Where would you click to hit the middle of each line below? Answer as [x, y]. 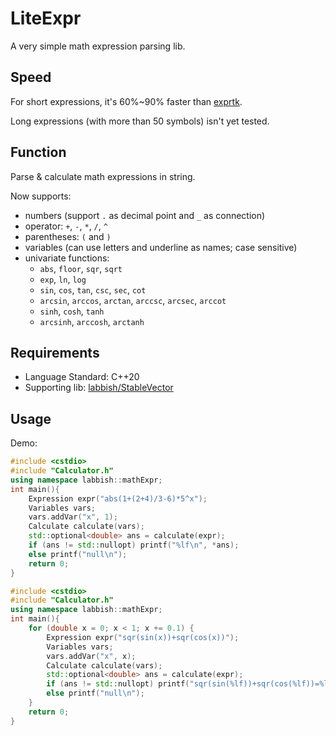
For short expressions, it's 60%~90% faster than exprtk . [126, 101]
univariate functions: [67, 258]
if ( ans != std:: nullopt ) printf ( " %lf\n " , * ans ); [134, 545]
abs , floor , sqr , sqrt [81, 268]
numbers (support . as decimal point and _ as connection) [145, 215]
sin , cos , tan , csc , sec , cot [93, 289]
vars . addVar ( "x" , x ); [91, 656]
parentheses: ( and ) [68, 236]
